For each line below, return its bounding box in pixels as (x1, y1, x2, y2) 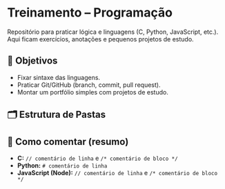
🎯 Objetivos (7, 55, 58, 67)
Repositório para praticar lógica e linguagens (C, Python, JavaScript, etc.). (7, 28, 219, 36)
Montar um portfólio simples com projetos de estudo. (17, 88, 169, 96)
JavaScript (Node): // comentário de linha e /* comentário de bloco (17, 168, 218, 177)
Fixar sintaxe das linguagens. (17, 73, 101, 81)
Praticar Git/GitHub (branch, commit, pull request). (17, 81, 161, 89)
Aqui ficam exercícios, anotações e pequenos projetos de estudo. (7, 34, 195, 43)
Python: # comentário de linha (17, 161, 108, 170)
